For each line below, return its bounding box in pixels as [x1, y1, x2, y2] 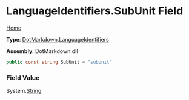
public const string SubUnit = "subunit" [6, 59, 113, 65]
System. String [6, 87, 42, 95]
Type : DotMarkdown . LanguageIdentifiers [6, 36, 109, 43]
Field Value [6, 73, 40, 82]
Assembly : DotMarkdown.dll [6, 47, 78, 55]
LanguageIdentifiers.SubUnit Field [6, 4, 184, 18]
